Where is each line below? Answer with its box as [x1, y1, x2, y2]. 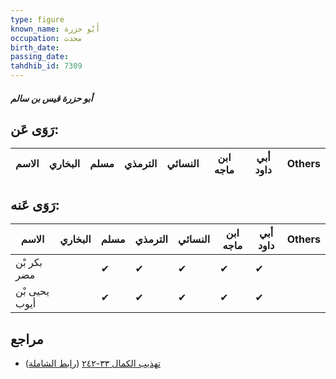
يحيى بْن [15, 284, 50, 298]
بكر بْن [15, 256, 43, 270]
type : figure [10, 14, 65, 25]
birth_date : [10, 42, 60, 53]
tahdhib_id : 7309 [10, 61, 83, 71]
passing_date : [10, 52, 70, 62]
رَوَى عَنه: [10, 196, 60, 213]
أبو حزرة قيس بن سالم [10, 92, 93, 104]
